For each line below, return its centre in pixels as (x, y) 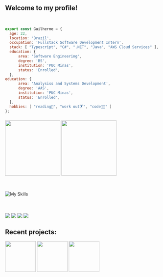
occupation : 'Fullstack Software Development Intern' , (67, 43)
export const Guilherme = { (34, 29)
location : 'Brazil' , (30, 38)
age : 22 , (18, 33)
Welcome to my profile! (41, 8)
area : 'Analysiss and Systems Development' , (64, 84)
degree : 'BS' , (33, 61)
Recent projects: (31, 232)
